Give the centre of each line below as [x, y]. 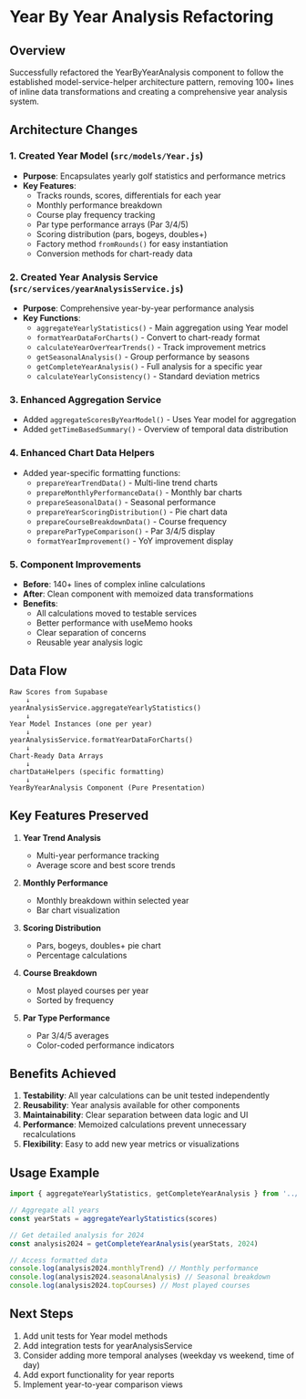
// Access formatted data [58, 1260]
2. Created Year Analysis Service [84, 277]
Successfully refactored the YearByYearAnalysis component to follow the [147, 72]
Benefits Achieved [63, 1073]
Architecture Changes [74, 130]
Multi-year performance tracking [97, 855]
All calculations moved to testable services [117, 613]
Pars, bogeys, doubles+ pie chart [98, 945]
